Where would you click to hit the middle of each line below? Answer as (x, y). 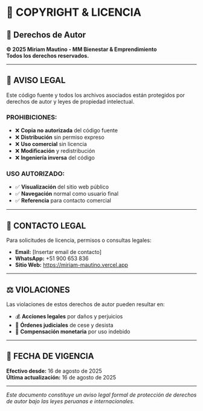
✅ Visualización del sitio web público (62, 187)
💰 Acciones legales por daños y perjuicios (69, 316)
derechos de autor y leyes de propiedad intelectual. (70, 101)
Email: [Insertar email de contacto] (58, 252)
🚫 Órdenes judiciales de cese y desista (64, 325)
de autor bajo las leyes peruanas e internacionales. (70, 401)
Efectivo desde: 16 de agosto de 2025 (54, 371)
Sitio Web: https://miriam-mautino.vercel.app (72, 265)
